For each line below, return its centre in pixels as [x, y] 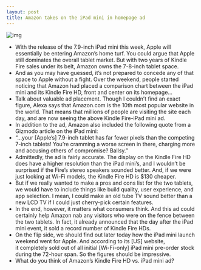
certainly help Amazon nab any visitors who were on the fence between [105, 215]
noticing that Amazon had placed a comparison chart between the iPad [104, 85]
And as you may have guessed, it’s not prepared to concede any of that [104, 73]
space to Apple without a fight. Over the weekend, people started [97, 79]
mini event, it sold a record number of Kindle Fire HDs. [83, 228]
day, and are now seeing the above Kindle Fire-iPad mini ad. [90, 118]
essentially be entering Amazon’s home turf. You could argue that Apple [105, 53]
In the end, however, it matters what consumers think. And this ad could [105, 208]
